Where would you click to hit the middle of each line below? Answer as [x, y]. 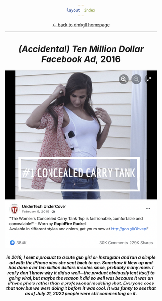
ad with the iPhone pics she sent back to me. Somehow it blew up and [81, 263]
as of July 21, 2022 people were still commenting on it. [81, 294]
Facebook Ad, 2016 [81, 59]
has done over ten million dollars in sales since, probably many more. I [81, 268]
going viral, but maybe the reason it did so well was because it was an [81, 278]
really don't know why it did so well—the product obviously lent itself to [81, 273]
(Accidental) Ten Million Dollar [81, 49]
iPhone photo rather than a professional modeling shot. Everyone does [81, 283]
